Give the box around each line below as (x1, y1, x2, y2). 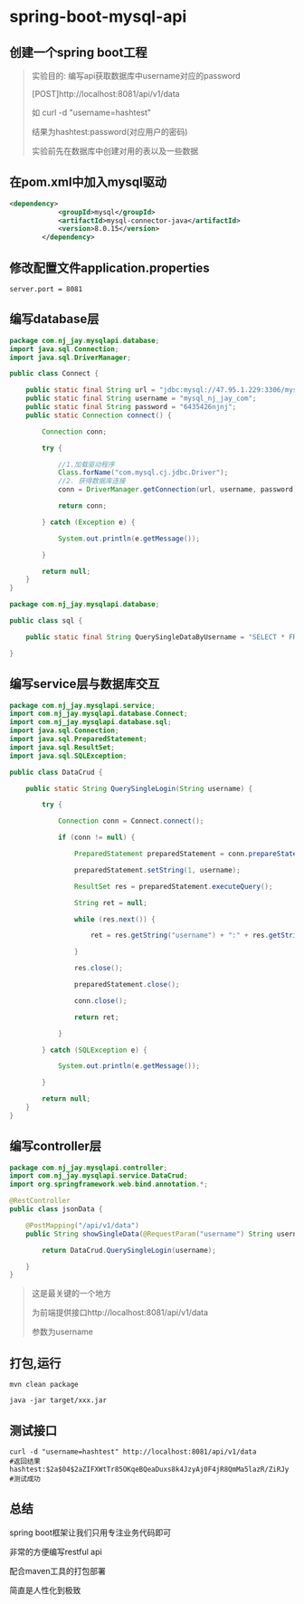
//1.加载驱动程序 (57, 460, 115, 469)
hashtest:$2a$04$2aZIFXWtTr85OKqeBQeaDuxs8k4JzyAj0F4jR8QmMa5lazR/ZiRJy (9, 1465, 290, 1474)
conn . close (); (73, 996, 128, 1006)
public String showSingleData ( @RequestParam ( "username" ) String (25, 1229, 273, 1238)
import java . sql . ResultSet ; (9, 742, 116, 752)
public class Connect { (9, 369, 100, 378)
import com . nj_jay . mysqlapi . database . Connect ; (9, 709, 188, 719)
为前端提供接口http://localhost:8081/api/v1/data (31, 1307, 209, 1318)
